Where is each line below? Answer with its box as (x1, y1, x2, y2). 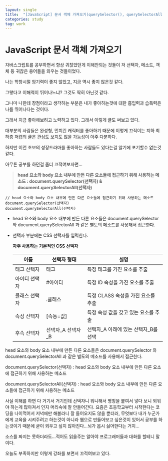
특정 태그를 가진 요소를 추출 (87, 266, 148, 273)
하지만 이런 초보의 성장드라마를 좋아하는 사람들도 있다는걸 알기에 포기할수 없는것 (5, 145, 161, 151)
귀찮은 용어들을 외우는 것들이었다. (15, 68, 81, 74)
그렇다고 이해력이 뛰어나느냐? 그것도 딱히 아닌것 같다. (5, 90, 109, 96)
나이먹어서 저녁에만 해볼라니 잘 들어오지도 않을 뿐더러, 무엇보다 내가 (14, 410, 146, 416)
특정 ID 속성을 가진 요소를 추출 (87, 279, 154, 286)
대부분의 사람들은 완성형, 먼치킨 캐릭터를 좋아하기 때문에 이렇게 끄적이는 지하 (5, 128, 155, 134)
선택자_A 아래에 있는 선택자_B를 (87, 326, 158, 333)
